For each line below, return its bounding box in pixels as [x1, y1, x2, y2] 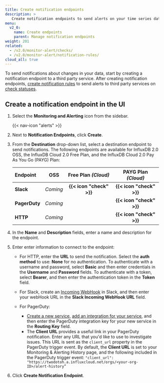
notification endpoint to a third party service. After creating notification [5, 76, 147, 81]
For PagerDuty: [19, 303, 50, 310]
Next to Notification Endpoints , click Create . [12, 132, 103, 138]
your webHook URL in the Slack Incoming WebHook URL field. [19, 294, 146, 300]
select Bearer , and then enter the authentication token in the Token [19, 274, 155, 281]
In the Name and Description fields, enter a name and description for [12, 230, 152, 236]
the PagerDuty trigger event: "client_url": [26, 355, 114, 361]
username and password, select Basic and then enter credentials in [19, 264, 155, 270]
